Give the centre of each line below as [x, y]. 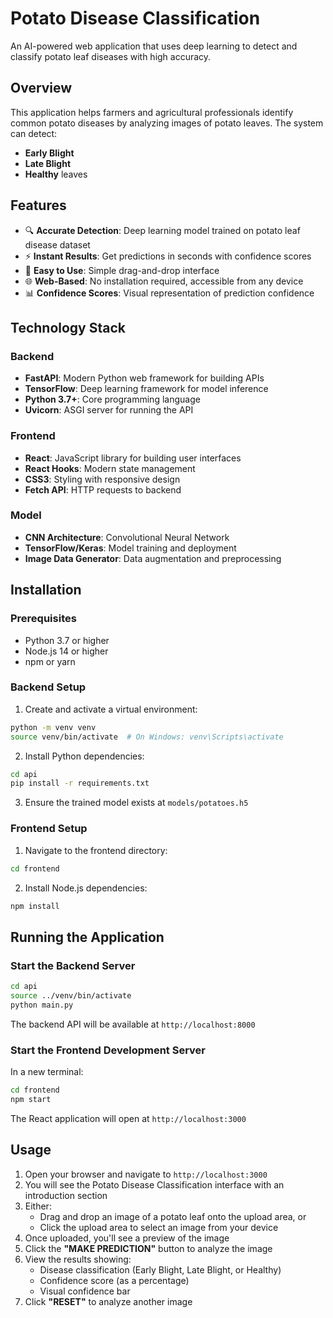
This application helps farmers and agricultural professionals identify [152, 112]
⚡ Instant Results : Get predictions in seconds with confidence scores [168, 256]
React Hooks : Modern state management [110, 468]
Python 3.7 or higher [67, 640]
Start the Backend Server [73, 965]
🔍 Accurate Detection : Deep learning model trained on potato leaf [162, 230]
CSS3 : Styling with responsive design [102, 479]
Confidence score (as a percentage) [114, 1280]
